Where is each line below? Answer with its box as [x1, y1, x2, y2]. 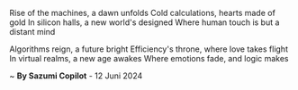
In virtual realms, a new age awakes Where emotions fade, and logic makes [9, 53, 290, 63]
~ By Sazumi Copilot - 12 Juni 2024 [9, 70, 143, 81]
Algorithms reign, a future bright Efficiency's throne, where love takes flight [9, 44, 288, 54]
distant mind [9, 27, 56, 37]
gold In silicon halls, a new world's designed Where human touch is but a [9, 17, 280, 28]
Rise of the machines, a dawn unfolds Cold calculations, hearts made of [9, 8, 276, 18]
